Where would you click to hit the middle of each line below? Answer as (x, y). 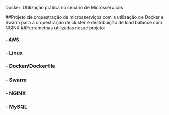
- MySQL (17, 107)
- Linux (14, 53)
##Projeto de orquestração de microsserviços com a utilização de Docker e (84, 17)
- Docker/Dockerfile (30, 66)
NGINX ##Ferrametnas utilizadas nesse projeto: (55, 28)
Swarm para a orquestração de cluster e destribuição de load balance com (84, 23)
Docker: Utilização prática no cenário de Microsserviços (64, 7)
